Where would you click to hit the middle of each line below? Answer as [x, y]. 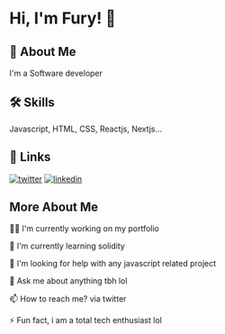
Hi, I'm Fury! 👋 [63, 18]
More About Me [54, 208]
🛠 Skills [32, 103]
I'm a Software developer [56, 73]
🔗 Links [30, 157]
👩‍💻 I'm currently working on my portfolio [85, 229]
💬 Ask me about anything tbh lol [68, 281]
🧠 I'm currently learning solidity [67, 246]
